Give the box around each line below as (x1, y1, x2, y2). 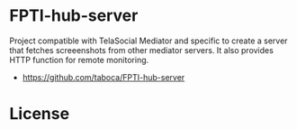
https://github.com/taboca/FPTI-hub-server (22, 71, 185, 82)
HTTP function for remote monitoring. (9, 54, 149, 65)
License (9, 104, 70, 124)
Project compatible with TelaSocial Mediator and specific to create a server (9, 35, 288, 46)
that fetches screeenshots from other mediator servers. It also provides (9, 44, 274, 55)
